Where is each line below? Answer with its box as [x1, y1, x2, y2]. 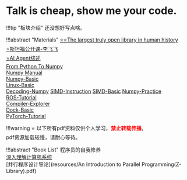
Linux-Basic [6, 81, 35, 88]
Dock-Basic [6, 106, 34, 113]
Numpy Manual [6, 69, 43, 76]
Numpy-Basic [6, 75, 39, 82]
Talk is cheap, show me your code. [6, 4, 177, 18]
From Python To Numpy [6, 63, 63, 70]
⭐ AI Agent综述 [6, 54, 41, 61]
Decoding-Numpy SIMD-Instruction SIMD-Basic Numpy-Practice [6, 88, 162, 95]
